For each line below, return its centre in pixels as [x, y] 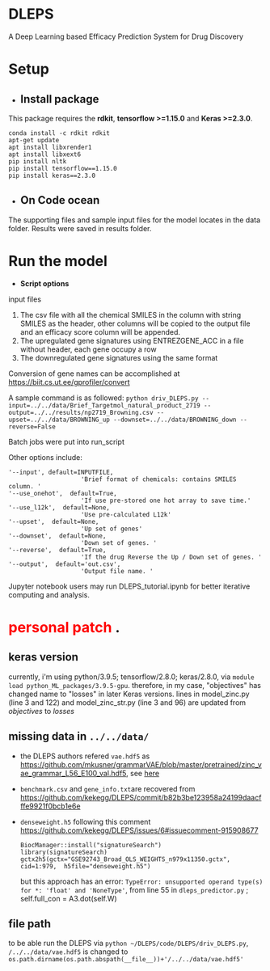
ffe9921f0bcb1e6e [50, 806]
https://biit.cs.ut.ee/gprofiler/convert [70, 382]
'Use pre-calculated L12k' [126, 514]
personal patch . [64, 627]
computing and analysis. [49, 594]
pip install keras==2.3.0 [52, 175]
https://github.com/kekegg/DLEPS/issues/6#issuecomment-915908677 [139, 830]
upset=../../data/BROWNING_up [59, 420]
